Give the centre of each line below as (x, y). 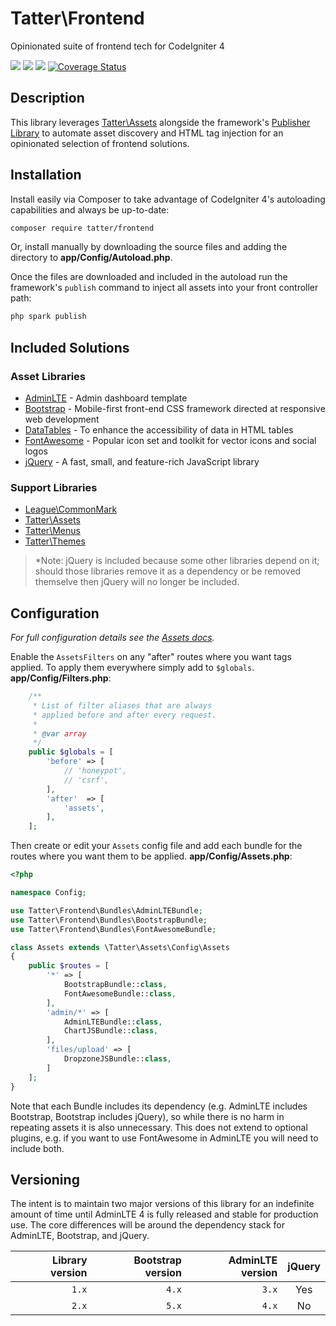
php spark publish (48, 317)
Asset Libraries (48, 376)
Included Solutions (70, 347)
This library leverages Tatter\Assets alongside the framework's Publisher (160, 122)
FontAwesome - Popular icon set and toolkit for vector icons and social (170, 440)
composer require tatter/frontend (82, 228)
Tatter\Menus (52, 531)
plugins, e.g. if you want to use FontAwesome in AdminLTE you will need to (164, 1138)
